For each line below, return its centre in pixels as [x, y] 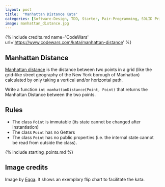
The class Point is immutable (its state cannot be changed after [76, 122]
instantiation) [26, 127]
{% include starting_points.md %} [39, 152]
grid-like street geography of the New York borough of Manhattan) [72, 75]
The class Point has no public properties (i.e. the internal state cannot [83, 137]
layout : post [18, 10]
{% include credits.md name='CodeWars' [47, 37]
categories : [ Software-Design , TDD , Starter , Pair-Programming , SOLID [79, 19]
